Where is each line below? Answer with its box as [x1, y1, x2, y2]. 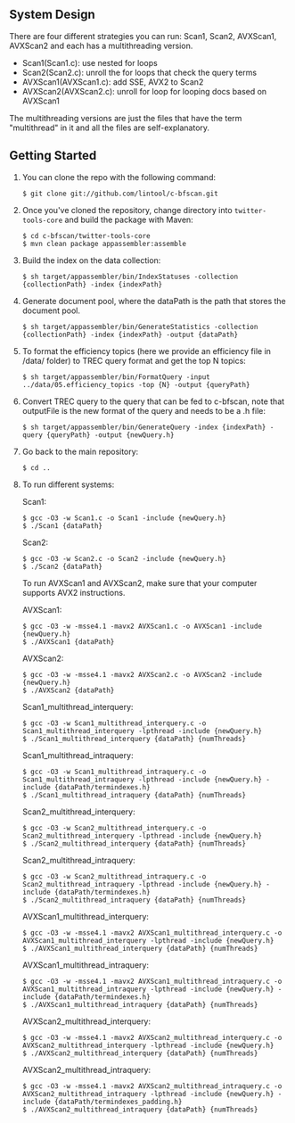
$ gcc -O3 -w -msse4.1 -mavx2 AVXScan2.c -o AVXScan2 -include [21, 670, 263, 679]
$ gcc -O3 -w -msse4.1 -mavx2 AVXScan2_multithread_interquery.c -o [21, 1033, 283, 1042]
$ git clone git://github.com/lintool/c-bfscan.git [21, 189, 218, 198]
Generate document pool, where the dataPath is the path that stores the [21, 295, 287, 306]
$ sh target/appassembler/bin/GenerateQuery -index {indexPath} [21, 423, 266, 432]
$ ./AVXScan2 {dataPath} [21, 686, 115, 695]
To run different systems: [21, 479, 115, 490]
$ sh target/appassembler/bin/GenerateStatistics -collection [21, 322, 258, 331]
